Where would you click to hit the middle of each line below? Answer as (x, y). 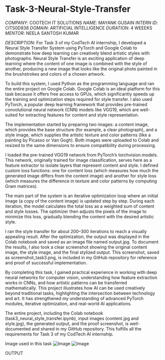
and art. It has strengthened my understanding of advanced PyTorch (74, 298)
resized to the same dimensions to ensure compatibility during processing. (81, 145)
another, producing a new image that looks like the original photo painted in (81, 69)
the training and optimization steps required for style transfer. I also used (79, 99)
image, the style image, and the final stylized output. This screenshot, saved (82, 252)
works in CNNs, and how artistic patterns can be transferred (66, 283)
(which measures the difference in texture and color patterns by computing (81, 181)
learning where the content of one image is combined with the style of (76, 63)
